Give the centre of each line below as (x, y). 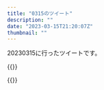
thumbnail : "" (27, 33)
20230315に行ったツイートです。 (54, 53)
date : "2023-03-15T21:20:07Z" (50, 26)
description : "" (30, 20)
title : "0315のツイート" (40, 13)
